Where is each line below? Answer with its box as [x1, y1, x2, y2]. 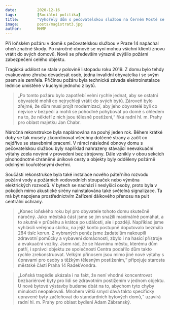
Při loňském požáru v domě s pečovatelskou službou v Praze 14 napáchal [5, 40, 159, 46]
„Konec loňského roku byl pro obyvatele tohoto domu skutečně [17, 208, 150, 214]
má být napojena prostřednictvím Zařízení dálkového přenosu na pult [5, 193, 149, 199]
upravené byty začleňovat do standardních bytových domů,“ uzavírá [17, 294, 161, 300]
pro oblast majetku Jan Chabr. [17, 119, 81, 126]
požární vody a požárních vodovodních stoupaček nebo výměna [5, 177, 140, 183]
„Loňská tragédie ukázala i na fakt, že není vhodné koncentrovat [17, 272, 152, 278]
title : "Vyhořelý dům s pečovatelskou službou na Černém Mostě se [5, 17, 165, 22]
